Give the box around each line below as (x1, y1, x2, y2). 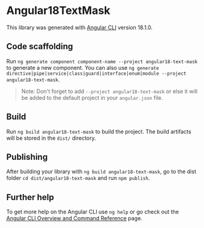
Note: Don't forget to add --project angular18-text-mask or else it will (21, 88, 198, 95)
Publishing (6, 151, 48, 162)
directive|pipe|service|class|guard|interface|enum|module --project (6, 71, 187, 77)
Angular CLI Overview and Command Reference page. (6, 215, 142, 222)
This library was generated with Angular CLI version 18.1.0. (6, 24, 153, 31)
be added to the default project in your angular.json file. (21, 94, 163, 101)
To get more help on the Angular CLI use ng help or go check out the (6, 208, 179, 216)
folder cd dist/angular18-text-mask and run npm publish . (6, 174, 150, 182)
